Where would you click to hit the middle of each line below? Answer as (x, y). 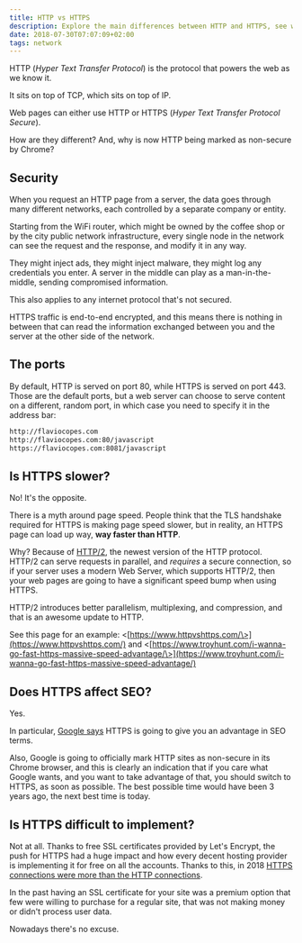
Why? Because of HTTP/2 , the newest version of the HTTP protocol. (136, 552)
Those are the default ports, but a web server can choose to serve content (147, 395)
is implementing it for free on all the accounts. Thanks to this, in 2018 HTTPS (151, 865)
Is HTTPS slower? (60, 476)
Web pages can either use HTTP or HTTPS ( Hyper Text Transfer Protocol (145, 113)
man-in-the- (249, 273)
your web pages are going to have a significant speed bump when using (143, 581)
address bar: (33, 414)
